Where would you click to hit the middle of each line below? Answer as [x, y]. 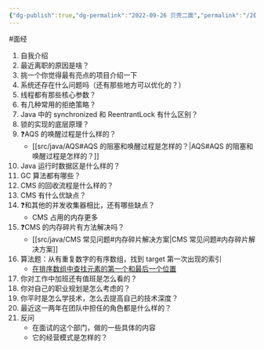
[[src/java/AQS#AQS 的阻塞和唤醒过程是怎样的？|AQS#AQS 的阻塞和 [143, 146]
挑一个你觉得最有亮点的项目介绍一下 [79, 75]
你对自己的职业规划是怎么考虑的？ [75, 288]
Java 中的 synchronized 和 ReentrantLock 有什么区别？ [109, 114]
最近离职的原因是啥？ [54, 65]
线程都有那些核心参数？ [58, 94]
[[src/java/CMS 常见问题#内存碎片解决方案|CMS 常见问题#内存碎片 [140, 239]
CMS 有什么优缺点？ [53, 195]
